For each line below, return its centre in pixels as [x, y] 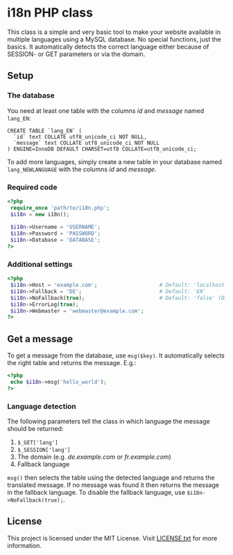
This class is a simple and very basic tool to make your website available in [114, 32]
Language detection [42, 406]
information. [25, 545]
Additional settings [40, 264]
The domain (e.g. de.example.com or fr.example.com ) [94, 457]
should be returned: [35, 429]
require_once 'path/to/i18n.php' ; [60, 208]
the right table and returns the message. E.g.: [72, 363]
